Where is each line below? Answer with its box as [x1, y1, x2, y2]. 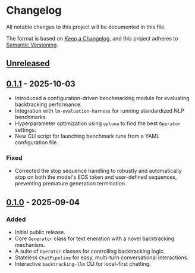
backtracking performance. [14, 101, 82, 108]
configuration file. [14, 139, 58, 146]
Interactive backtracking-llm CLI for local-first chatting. [14, 260, 151, 268]
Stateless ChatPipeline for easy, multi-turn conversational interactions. [14, 254, 189, 261]
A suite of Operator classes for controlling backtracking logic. [14, 248, 165, 255]
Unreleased [6, 58, 51, 69]
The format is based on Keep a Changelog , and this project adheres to [6, 35, 178, 42]
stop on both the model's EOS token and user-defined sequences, [14, 173, 177, 181]
